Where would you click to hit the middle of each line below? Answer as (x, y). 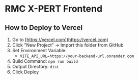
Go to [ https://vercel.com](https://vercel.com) (60, 39)
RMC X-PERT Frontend (54, 9)
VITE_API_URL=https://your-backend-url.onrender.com (77, 56)
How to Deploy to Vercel (44, 28)
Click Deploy (25, 72)
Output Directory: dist (36, 67)
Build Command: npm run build (45, 61)
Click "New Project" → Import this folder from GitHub (68, 45)
